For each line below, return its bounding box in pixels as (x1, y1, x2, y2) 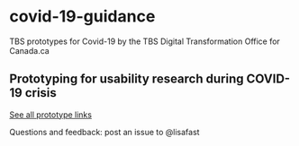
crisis (24, 85, 57, 100)
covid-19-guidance (9, 6, 156, 27)
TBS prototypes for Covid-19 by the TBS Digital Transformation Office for (9, 36, 281, 47)
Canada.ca (9, 45, 50, 56)
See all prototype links (9, 109, 93, 120)
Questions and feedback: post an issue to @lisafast (9, 126, 200, 137)
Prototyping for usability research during (9, 72, 244, 87)
